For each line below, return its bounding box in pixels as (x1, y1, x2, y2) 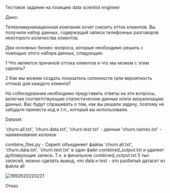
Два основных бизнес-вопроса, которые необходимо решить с (5, 45, 144, 50)
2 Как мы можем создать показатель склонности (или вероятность (5, 75, 152, 81)
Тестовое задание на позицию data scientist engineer (5, 5, 120, 10)
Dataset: (5, 116, 23, 122)
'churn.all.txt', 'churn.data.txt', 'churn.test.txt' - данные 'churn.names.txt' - (5, 126, 162, 132)
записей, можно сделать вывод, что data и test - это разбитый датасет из (5, 157, 165, 164)
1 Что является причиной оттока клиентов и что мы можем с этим (5, 60, 149, 66)
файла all (5, 163, 25, 169)
